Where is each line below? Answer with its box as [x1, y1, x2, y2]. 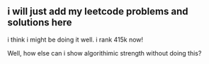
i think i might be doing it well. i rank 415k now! [7, 35, 144, 44]
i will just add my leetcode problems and [7, 6, 188, 18]
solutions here [7, 17, 72, 29]
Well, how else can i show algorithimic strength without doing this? [7, 49, 202, 57]
